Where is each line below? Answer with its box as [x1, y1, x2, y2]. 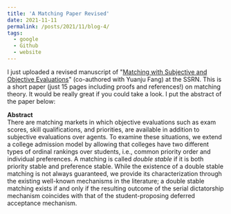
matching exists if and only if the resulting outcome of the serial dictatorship [7, 184, 224, 193]
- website [13, 49, 41, 56]
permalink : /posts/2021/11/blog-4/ [7, 23, 110, 30]
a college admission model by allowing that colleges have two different [7, 140, 210, 148]
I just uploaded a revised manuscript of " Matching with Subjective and [7, 67, 207, 76]
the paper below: [7, 97, 56, 105]
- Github [13, 42, 39, 49]
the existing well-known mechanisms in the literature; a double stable [7, 177, 205, 185]
